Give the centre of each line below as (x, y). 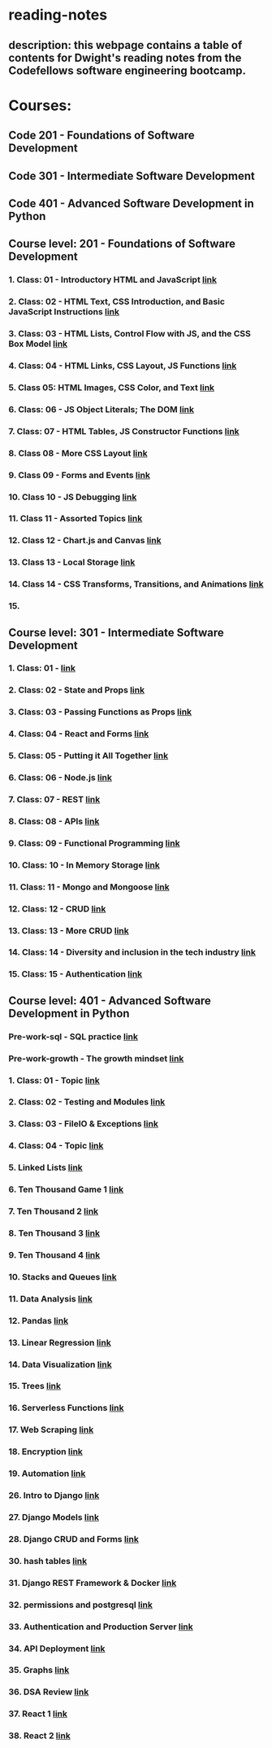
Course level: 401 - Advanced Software (110, 1001)
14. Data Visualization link (60, 1364)
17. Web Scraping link (51, 1430)
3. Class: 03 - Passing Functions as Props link (100, 712)
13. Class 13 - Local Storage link (72, 562)
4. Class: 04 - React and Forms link (79, 734)
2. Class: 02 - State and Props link (76, 690)
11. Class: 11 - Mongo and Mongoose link (89, 887)
